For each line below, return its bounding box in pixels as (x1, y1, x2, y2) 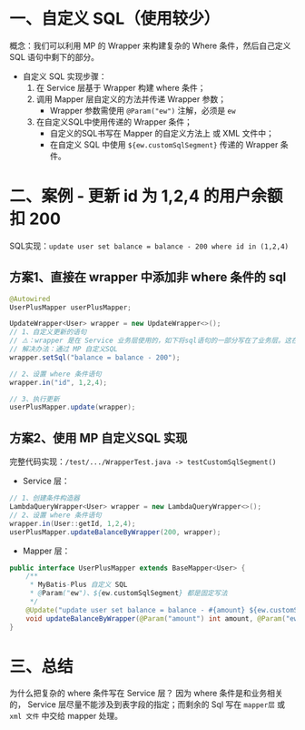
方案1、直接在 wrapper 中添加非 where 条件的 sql (9, 269, 287, 285)
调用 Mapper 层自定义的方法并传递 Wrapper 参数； (35, 93, 227, 105)
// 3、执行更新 (9, 394, 61, 403)
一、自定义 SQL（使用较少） (9, 8, 221, 29)
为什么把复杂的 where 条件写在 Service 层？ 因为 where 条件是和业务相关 (9, 688, 283, 699)
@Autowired (9, 294, 51, 303)
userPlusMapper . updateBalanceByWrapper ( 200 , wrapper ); (9, 527, 221, 537)
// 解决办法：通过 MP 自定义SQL (9, 345, 118, 354)
